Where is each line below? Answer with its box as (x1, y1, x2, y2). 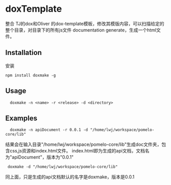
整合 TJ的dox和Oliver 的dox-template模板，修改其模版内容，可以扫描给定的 (5, 20, 165, 27)
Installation (5, 48, 42, 57)
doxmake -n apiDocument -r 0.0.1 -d (10, 127, 88, 133)
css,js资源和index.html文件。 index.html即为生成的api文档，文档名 (9, 148, 149, 154)
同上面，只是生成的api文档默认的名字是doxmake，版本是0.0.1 (5, 174, 135, 180)
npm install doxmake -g (5, 72, 56, 78)
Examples (5, 114, 37, 122)
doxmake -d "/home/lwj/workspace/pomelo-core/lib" (7, 164, 118, 170)
